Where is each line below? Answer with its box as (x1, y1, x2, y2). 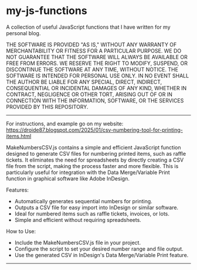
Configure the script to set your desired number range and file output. (14, 245, 184, 252)
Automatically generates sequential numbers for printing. (14, 197, 152, 204)
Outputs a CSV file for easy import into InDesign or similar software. (14, 204, 179, 211)
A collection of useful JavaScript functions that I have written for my (6, 23, 171, 30)
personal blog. (6, 29, 41, 36)
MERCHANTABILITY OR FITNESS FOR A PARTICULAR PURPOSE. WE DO (6, 47, 182, 54)
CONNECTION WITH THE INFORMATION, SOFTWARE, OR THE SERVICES (6, 97, 184, 104)
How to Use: (6, 227, 36, 235)
